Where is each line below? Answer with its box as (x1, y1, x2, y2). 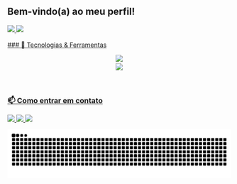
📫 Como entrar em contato (7, 95, 103, 105)
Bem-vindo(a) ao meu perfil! (7, 6, 136, 18)
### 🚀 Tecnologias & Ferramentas (7, 40, 107, 49)
